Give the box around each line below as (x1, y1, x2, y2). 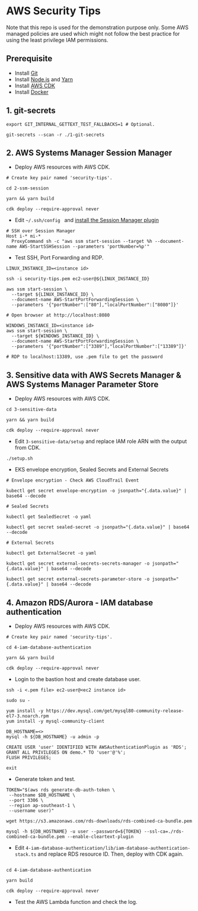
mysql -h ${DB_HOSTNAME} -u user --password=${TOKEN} (6, 828, 142, 834)
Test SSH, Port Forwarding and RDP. (14, 254, 104, 261)
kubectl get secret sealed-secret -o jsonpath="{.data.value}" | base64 (6, 524, 190, 530)
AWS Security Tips (6, 4, 101, 18)
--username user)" (8, 808, 55, 814)
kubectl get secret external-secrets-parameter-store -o (6, 576, 150, 583)
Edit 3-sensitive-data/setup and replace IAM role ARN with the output (14, 438, 187, 445)
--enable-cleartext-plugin (67, 834, 134, 840)
